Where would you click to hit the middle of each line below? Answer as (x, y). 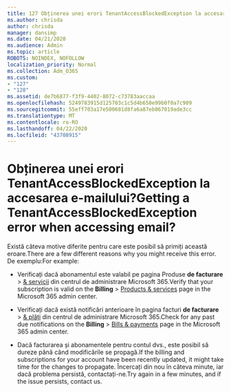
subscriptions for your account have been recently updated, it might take (120, 360)
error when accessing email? (92, 227)
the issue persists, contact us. (59, 382)
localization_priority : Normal (52, 65)
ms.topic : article (33, 52)
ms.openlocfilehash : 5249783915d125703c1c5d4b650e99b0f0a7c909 (100, 103)
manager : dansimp (32, 33)
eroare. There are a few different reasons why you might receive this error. (112, 254)
